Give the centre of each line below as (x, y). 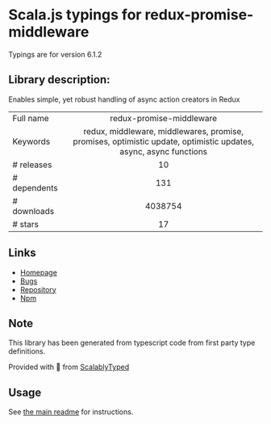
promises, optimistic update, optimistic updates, (163, 141)
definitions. (27, 351)
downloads (33, 211)
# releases (32, 165)
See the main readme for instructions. (71, 412)
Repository (38, 289)
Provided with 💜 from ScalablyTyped (69, 367)
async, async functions (164, 151)
